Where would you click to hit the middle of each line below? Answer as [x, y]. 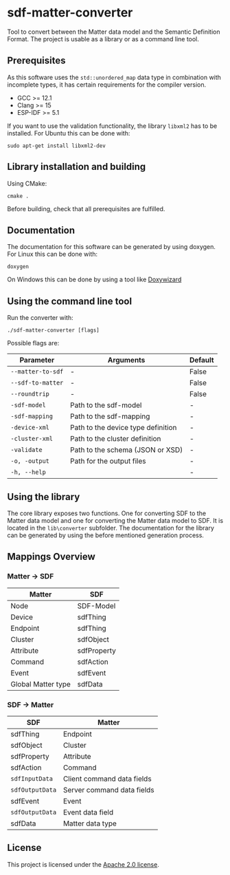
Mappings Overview [51, 557]
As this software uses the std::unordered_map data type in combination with [114, 77]
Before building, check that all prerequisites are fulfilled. [86, 208]
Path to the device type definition [123, 428]
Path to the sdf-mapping [110, 416]
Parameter [37, 360]
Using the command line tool [70, 301]
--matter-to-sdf [37, 372]
